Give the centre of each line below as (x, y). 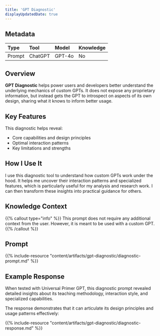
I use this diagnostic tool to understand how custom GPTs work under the (79, 175)
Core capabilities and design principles (51, 137)
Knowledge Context (36, 207)
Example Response (35, 276)
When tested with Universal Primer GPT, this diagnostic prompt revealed (78, 288)
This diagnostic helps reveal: (34, 128)
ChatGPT (40, 56)
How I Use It (24, 164)
